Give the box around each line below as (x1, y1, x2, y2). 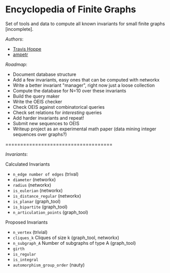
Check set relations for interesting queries (12, 109, 102, 115)
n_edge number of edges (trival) (12, 171, 79, 177)
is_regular (12, 251, 36, 257)
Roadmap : (5, 61, 27, 67)
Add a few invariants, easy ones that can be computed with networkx (12, 76, 160, 83)
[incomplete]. (5, 26, 34, 32)
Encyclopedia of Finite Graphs (5, 4, 136, 15)
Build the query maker (12, 93, 60, 99)
